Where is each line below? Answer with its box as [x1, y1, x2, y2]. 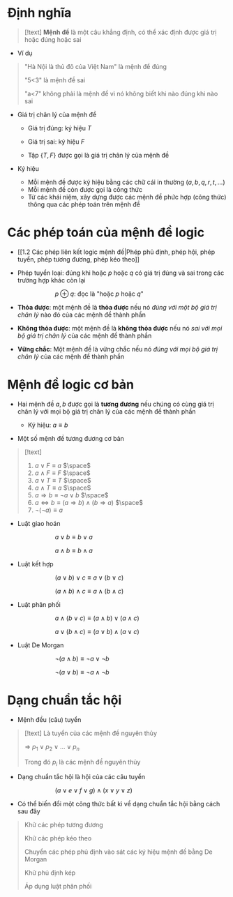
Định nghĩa [7, 5, 72, 21]
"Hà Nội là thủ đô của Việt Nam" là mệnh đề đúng [24, 62, 167, 70]
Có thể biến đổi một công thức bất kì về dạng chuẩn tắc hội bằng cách [17, 800, 220, 808]
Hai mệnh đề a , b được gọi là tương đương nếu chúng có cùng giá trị [17, 400, 214, 408]
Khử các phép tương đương [24, 821, 103, 829]
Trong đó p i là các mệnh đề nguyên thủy [24, 757, 141, 768]
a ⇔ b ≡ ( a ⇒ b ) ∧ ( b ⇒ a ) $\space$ [34, 498, 144, 506]
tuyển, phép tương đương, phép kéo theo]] [17, 255, 140, 263]
